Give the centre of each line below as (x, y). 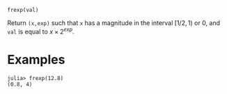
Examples (36, 60)
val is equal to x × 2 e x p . (41, 31)
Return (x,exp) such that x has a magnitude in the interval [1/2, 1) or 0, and (114, 23)
